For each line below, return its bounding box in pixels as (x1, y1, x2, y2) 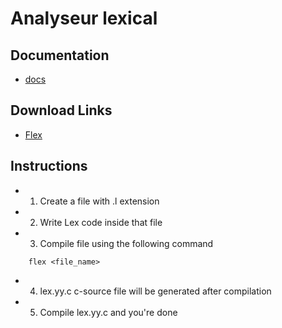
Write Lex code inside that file (39, 216, 163, 228)
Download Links (10, 102, 113, 119)
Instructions (10, 158, 88, 175)
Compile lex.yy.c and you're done (39, 306, 178, 318)
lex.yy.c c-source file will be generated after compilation (39, 285, 272, 297)
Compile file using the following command (39, 237, 214, 249)
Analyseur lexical (10, 7, 158, 30)
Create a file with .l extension (39, 195, 160, 207)
